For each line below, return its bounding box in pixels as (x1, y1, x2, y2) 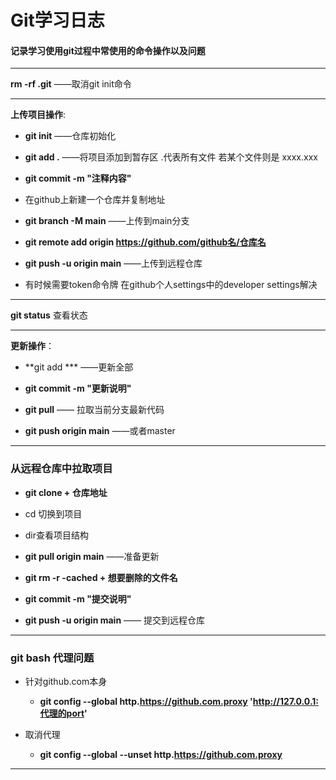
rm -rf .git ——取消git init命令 (10, 78, 132, 90)
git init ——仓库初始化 (24, 130, 117, 142)
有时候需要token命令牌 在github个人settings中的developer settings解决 (24, 279, 318, 291)
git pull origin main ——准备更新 (24, 550, 160, 562)
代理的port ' (39, 707, 88, 719)
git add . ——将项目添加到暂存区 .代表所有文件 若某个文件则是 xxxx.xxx (24, 151, 318, 163)
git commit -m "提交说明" (24, 592, 132, 605)
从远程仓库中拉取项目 (10, 462, 113, 476)
